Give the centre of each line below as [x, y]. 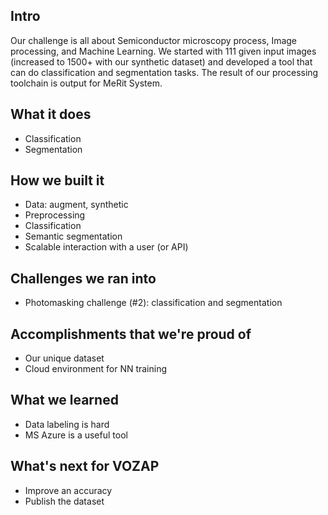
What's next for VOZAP [85, 466]
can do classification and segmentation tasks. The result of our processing [164, 72]
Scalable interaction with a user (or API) [106, 247]
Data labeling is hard [67, 424]
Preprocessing [55, 215]
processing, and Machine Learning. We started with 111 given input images [163, 51]
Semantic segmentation [73, 236]
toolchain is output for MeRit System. [86, 83]
